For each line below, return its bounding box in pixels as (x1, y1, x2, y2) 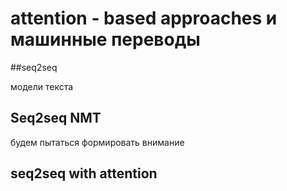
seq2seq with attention (10, 165, 158, 182)
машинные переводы (10, 28, 201, 51)
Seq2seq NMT (10, 110, 102, 127)
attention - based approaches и (10, 7, 278, 30)
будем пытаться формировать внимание (10, 136, 185, 148)
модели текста (10, 80, 74, 92)
